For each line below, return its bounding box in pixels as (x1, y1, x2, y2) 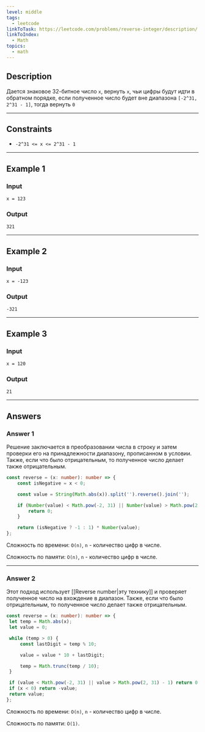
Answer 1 (6, 429, 35, 437)
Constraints (6, 123, 52, 134)
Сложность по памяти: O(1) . (6, 719, 80, 727)
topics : (6, 43, 26, 49)
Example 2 (6, 246, 47, 257)
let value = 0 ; (9, 624, 48, 631)
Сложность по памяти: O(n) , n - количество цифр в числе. (6, 554, 157, 561)
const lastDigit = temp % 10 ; (20, 641, 97, 647)
